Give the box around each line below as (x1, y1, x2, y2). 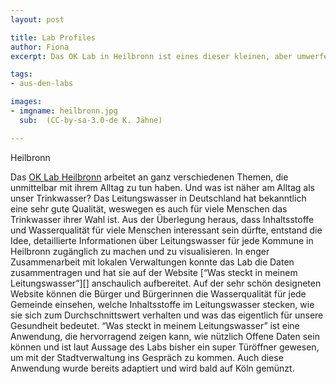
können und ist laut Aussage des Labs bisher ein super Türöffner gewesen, (10, 341, 320, 353)
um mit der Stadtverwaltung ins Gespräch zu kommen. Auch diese (10, 351, 284, 363)
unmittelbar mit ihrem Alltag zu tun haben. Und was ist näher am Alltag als (10, 181, 315, 193)
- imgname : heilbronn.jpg (10, 106, 118, 116)
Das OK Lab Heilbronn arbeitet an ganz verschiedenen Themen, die (10, 171, 289, 183)
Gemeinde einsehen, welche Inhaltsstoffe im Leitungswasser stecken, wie (10, 298, 315, 310)
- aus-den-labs (10, 79, 74, 89)
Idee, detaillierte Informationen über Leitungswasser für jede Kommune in (10, 234, 314, 246)
